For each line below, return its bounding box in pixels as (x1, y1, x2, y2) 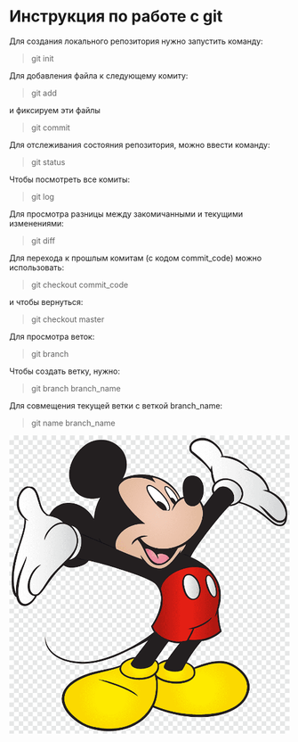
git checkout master (30, 314, 105, 325)
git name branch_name (30, 417, 116, 428)
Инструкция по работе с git (9, 6, 223, 27)
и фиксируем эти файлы (9, 104, 101, 115)
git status (30, 156, 66, 167)
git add (30, 87, 58, 98)
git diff (30, 235, 56, 246)
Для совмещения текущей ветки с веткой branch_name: (9, 400, 223, 411)
